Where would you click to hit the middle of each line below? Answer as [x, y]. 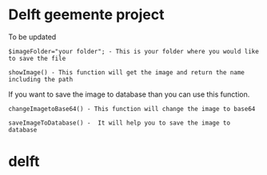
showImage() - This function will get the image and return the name [127, 72]
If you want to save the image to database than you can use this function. [129, 94]
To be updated [32, 37]
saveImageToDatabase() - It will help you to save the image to [119, 123]
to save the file [37, 58]
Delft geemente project [86, 15]
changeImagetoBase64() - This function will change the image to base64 [132, 109]
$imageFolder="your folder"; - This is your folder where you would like [134, 51]
